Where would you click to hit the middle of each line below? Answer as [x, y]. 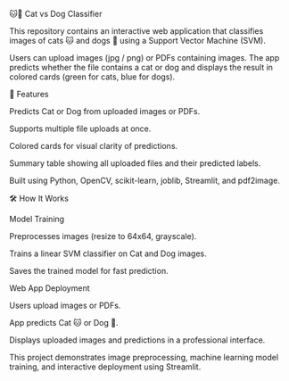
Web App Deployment [50, 288]
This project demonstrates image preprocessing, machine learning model [144, 357]
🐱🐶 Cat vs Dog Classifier [56, 14]
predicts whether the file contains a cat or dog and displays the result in [141, 67]
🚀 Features [29, 94]
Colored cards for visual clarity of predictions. [94, 146]
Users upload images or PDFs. [65, 305]
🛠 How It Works [39, 198]
